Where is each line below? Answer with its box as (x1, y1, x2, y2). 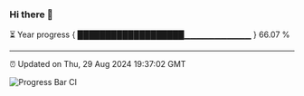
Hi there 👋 (9, 8, 54, 21)
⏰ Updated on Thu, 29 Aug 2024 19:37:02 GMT (9, 59, 186, 70)
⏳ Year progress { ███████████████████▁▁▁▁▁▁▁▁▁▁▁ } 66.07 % (9, 29, 290, 40)
